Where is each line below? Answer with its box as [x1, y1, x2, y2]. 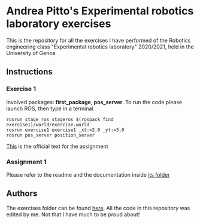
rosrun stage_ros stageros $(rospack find [6, 116, 114, 122]
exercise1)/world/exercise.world [6, 122, 90, 128]
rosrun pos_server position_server [6, 132, 95, 138]
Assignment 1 [6, 158, 47, 166]
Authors [6, 189, 38, 199]
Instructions [6, 67, 53, 77]
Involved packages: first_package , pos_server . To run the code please [6, 98, 183, 105]
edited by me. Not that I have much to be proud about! [6, 211, 140, 218]
